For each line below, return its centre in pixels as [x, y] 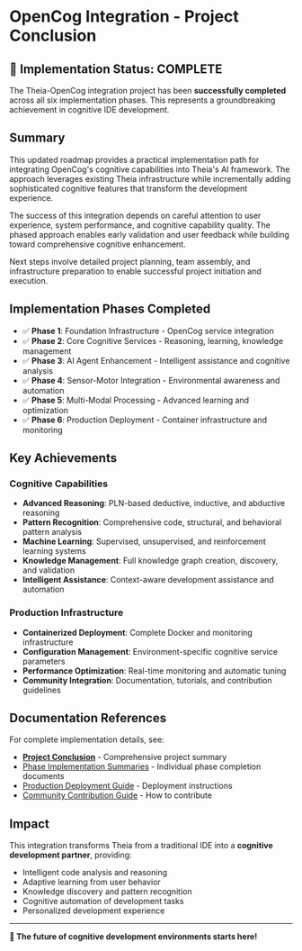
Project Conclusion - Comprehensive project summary [124, 757]
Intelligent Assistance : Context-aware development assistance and [148, 580]
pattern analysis [52, 532]
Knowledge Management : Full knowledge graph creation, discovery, [150, 561]
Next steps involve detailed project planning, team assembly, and [130, 261]
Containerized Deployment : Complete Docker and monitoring [138, 632]
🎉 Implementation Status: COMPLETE [116, 69]
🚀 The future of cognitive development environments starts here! [133, 937]
